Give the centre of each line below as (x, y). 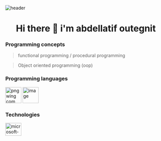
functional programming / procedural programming (71, 56)
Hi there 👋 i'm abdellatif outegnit (86, 29)
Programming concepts (35, 44)
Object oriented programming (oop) (55, 65)
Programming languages (37, 79)
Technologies (22, 114)
